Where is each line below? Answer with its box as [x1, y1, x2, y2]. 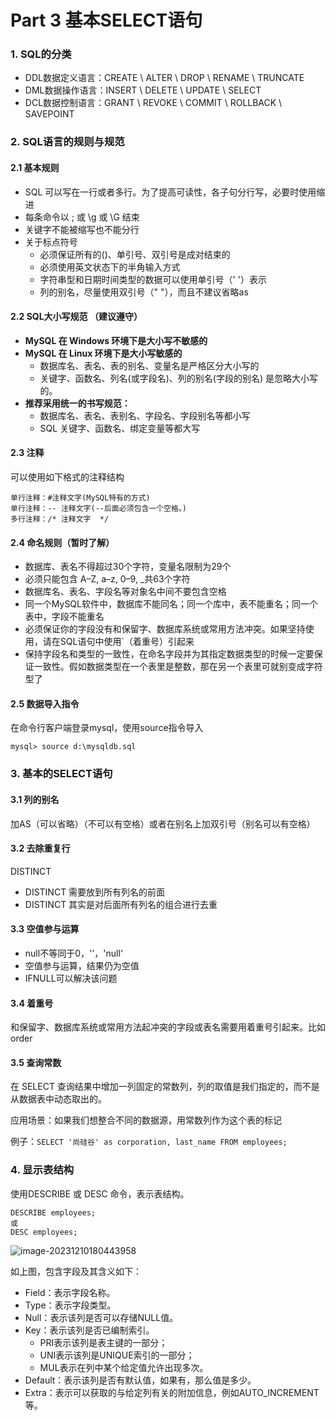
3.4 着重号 [10, 997, 54, 1009]
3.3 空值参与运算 [10, 923, 80, 935]
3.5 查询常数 [10, 1056, 62, 1068]
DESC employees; [10, 1227, 78, 1237]
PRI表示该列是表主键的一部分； [39, 1336, 168, 1348]
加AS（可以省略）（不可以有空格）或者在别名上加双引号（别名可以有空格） [10, 817, 316, 830]
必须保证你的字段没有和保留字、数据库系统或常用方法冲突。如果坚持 [24, 623, 306, 635]
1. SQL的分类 [10, 47, 72, 61]
